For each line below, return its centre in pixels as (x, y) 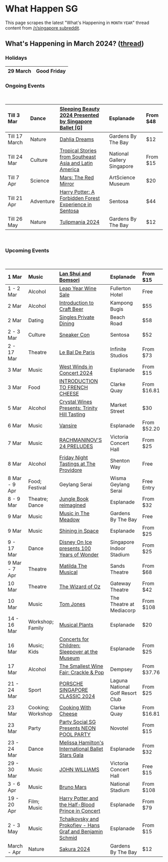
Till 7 (13, 177)
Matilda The (73, 566)
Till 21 (15, 198)
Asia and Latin (76, 163)
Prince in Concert (80, 811)
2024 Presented (79, 115)
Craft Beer (71, 309)
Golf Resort (123, 693)
